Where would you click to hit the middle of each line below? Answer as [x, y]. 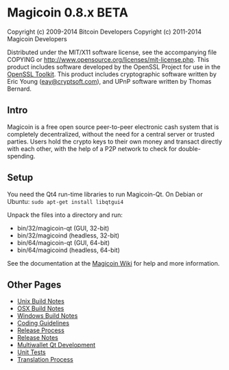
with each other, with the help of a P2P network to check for [92, 148]
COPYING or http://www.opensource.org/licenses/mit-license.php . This [108, 59]
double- [189, 148]
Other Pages [34, 285]
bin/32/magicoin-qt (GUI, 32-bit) [63, 228]
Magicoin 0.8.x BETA [68, 13]
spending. [21, 156]
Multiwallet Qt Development [56, 345]
